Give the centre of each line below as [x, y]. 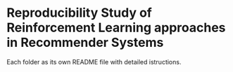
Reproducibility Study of [79, 13]
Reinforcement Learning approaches [116, 28]
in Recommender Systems [85, 43]
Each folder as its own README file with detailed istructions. [94, 62]
